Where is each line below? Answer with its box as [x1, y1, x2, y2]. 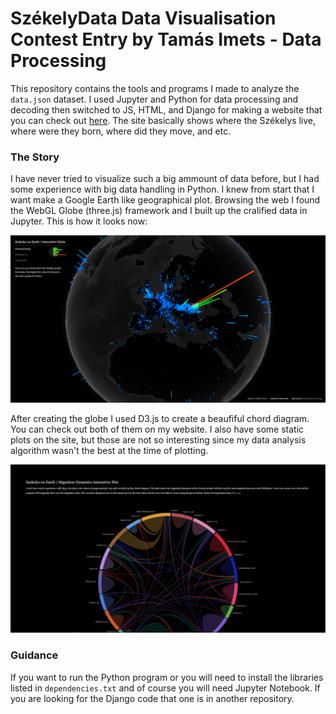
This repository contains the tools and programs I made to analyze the [10, 82, 300, 94]
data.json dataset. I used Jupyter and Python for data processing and [10, 93, 299, 105]
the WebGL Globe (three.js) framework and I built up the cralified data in [10, 205, 308, 217]
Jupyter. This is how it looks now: [10, 215, 148, 227]
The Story [10, 150, 60, 164]
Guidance [10, 648, 59, 662]
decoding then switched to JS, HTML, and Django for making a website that [10, 103, 323, 116]
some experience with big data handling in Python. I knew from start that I [10, 183, 315, 196]
